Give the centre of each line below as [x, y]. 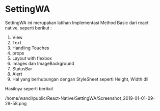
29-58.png [16, 103]
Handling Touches [30, 48]
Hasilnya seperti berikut [29, 88]
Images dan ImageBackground [43, 63]
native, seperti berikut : [28, 28]
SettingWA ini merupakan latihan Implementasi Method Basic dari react [77, 23]
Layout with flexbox [32, 58]
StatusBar [22, 69]
